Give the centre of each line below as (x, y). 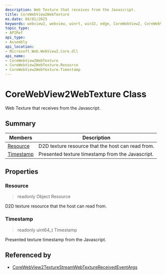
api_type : (15, 38)
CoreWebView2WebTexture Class (76, 94)
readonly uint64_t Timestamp (47, 230)
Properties (22, 172)
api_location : (20, 47)
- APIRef (14, 33)
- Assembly (16, 42)
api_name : (15, 56)
